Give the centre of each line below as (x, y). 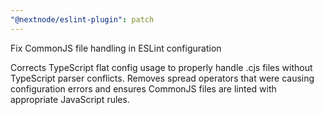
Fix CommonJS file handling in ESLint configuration (116, 48)
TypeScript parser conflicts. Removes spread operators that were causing (162, 78)
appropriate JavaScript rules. (70, 99)
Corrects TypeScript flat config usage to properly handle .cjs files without (161, 67)
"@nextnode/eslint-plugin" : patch (82, 19)
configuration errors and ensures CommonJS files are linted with (143, 88)
